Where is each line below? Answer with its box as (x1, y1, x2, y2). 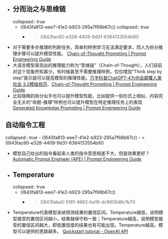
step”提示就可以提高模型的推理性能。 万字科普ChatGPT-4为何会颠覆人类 (12, 75, 162, 81)
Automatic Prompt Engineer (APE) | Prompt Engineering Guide (12, 156, 142, 162)
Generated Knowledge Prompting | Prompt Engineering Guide (12, 105, 141, 111)
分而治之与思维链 (12, 5, 66, 14)
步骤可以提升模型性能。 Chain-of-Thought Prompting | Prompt (17, 50, 146, 57)
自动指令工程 (5, 121, 45, 129)
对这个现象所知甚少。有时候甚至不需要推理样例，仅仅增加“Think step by (12, 68, 162, 74)
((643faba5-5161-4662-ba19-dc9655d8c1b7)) (40, 199, 136, 205)
